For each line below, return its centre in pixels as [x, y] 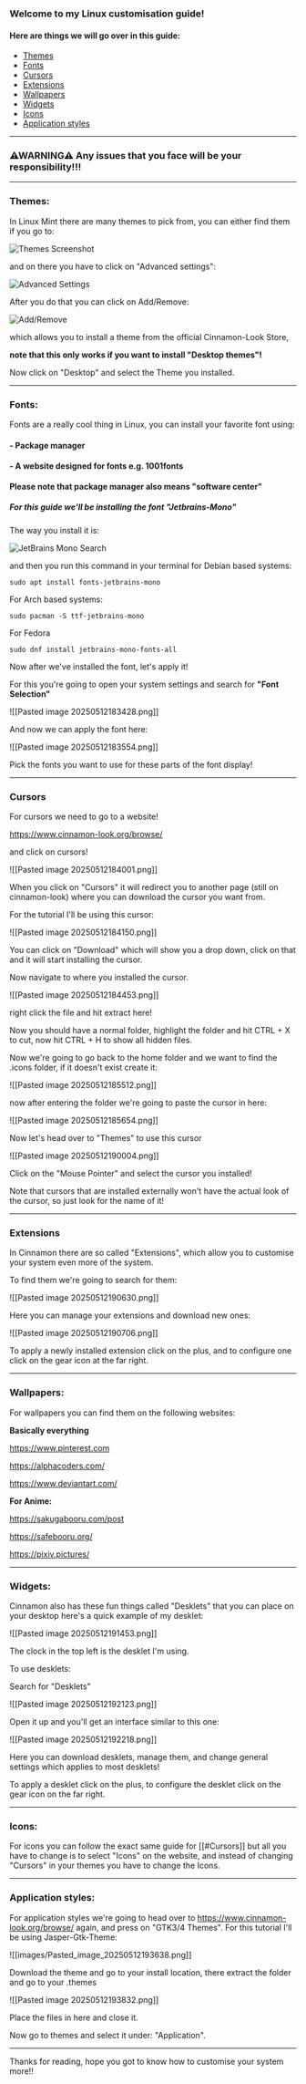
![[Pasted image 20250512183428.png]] [84, 711]
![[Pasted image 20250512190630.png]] [84, 1298]
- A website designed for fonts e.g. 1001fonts [97, 466]
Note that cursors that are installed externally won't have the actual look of [149, 1191]
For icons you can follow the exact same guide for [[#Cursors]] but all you [148, 1846]
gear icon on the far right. [57, 1794]
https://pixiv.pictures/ [50, 1554]
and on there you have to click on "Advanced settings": [113, 266]
